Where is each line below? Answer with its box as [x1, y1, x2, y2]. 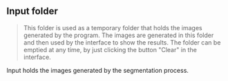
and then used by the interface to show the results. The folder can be [23, 38, 221, 47]
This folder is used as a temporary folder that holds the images [23, 23, 202, 32]
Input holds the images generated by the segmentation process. [6, 66, 189, 74]
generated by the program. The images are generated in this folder [23, 31, 214, 39]
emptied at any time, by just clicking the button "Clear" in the [23, 45, 198, 54]
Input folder [6, 5, 58, 17]
